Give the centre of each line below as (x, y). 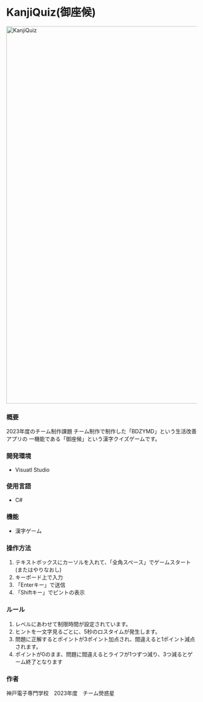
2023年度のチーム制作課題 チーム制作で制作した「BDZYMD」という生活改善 (101, 432)
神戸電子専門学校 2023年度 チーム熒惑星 (60, 693)
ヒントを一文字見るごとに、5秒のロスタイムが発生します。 (88, 631)
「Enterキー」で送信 (40, 585)
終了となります (44, 662)
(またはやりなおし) (38, 570)
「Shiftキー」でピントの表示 (50, 593)
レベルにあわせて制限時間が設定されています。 (73, 624)
